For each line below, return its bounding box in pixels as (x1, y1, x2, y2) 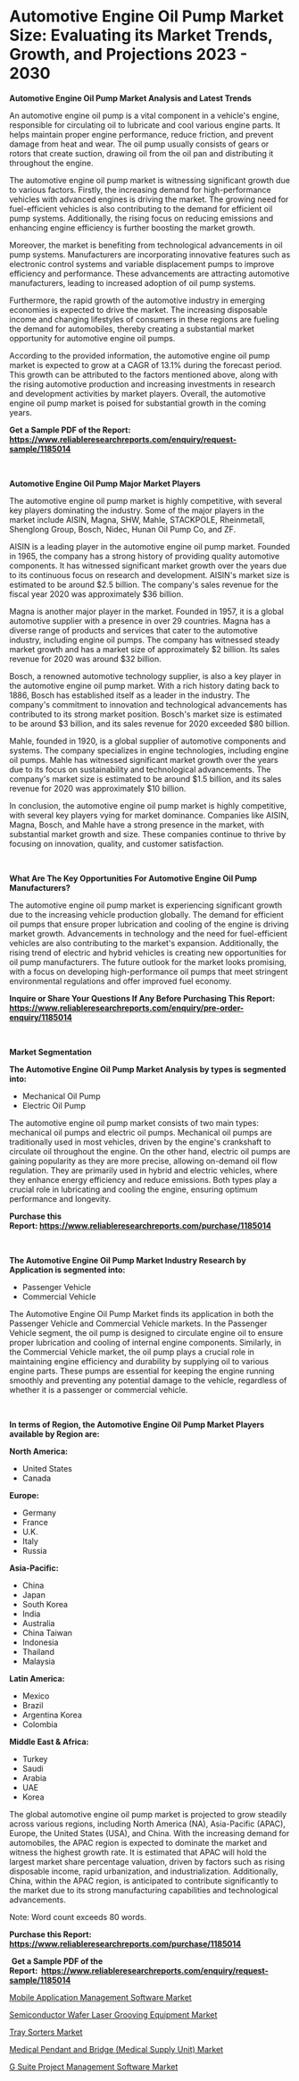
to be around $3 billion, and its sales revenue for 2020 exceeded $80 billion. (9, 717, 290, 729)
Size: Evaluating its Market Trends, (9, 25, 273, 46)
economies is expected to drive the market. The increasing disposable (9, 304, 268, 315)
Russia (21, 1545, 47, 1556)
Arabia (21, 1772, 47, 1783)
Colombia (21, 1718, 58, 1730)
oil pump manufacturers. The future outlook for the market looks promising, (9, 956, 287, 967)
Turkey (21, 1753, 48, 1764)
